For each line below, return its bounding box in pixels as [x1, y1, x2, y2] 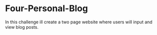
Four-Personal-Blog [5, 3, 88, 14]
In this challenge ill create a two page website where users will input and [5, 19, 153, 25]
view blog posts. [5, 24, 39, 30]
